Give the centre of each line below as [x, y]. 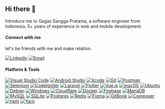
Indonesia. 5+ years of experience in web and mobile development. [74, 26]
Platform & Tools [22, 69]
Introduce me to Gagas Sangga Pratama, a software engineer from [73, 21]
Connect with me [23, 37]
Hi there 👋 [21, 9]
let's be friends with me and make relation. [49, 49]
